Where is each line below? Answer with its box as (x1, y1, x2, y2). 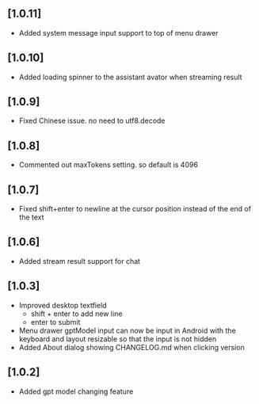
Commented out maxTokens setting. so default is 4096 (18, 160, 199, 170)
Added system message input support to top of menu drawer (18, 28, 219, 37)
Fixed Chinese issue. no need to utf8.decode (18, 116, 166, 126)
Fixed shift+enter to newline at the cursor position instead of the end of (18, 204, 251, 214)
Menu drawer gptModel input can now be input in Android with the (18, 326, 237, 335)
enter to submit (30, 317, 81, 326)
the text (18, 212, 44, 222)
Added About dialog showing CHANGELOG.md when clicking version (18, 342, 245, 352)
